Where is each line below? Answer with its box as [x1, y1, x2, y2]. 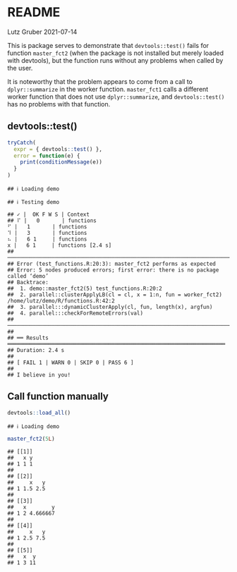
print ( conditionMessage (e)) [20, 159, 102, 166]
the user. [7, 63, 33, 72]
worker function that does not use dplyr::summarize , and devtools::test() [7, 92, 225, 101]
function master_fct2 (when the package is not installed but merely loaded [7, 49, 224, 57]
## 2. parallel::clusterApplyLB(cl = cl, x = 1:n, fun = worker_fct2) [7, 291, 222, 298]
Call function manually [7, 391, 109, 403]
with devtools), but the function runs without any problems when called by [7, 56, 224, 64]
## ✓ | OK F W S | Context [7, 211, 90, 218]
